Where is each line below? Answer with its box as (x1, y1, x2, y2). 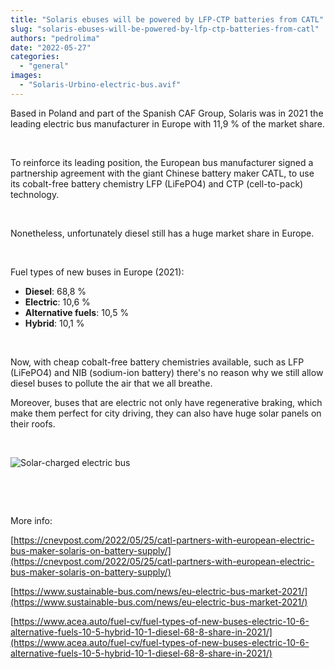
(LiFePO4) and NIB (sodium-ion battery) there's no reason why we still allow (10, 366, 324, 378)
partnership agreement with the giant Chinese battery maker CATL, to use (10, 167, 315, 179)
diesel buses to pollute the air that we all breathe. (10, 377, 213, 389)
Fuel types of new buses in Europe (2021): (10, 266, 185, 278)
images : (10, 71, 43, 81)
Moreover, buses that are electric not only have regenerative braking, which (10, 396, 323, 408)
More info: (10, 514, 53, 526)
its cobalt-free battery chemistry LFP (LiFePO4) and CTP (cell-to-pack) (10, 177, 304, 190)
